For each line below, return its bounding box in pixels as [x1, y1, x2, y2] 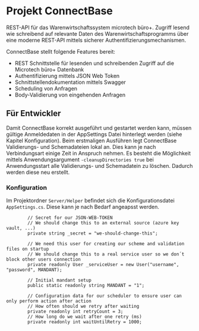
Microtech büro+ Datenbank [14, 65, 84, 73]
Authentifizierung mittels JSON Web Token [14, 72, 120, 79]
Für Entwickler [6, 108, 61, 118]
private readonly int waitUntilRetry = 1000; [27, 319, 143, 325]
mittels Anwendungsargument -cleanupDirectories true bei [6, 156, 154, 163]
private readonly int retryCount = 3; [27, 308, 124, 315]
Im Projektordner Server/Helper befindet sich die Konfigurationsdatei [6, 197, 175, 204]
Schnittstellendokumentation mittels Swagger [14, 79, 127, 86]
